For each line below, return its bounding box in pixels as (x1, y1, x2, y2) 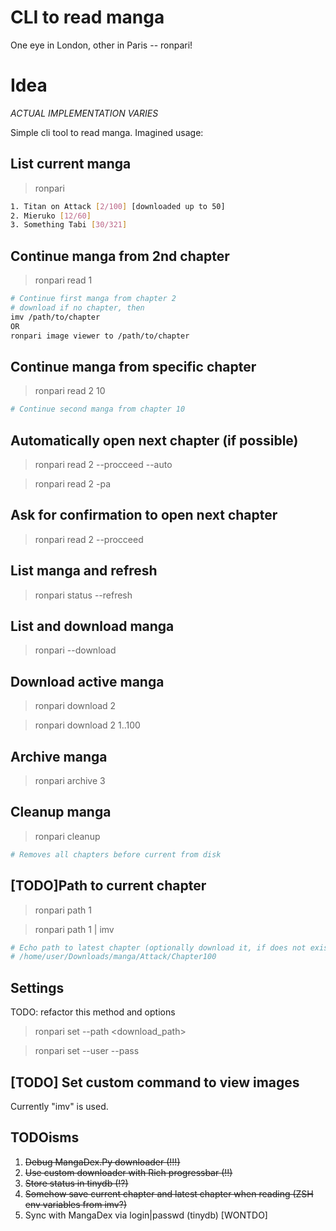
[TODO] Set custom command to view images (10, 1074, 300, 1091)
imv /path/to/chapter (10, 312, 101, 322)
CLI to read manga (10, 6, 165, 29)
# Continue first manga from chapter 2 (10, 294, 177, 304)
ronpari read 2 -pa (34, 478, 111, 490)
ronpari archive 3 (34, 775, 106, 787)
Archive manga (10, 748, 108, 765)
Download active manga (10, 673, 165, 690)
